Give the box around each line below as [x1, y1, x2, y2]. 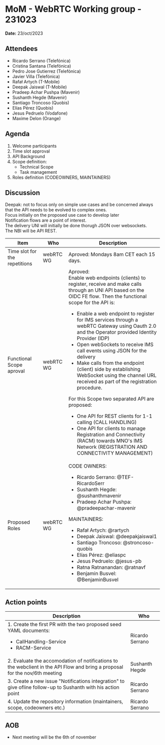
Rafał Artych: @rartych [77, 527, 130, 534]
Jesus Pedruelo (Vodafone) [12, 110, 68, 116]
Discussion [5, 189, 40, 197]
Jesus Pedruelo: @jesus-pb [77, 558, 141, 565]
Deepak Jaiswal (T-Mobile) [12, 84, 67, 90]
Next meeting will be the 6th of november [12, 734, 97, 740]
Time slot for [7, 248, 37, 255]
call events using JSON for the [77, 347, 147, 354]
